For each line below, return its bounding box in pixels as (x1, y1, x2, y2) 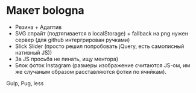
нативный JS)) (14, 49, 52, 56)
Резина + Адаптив (14, 23, 62, 31)
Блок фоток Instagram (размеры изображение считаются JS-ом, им (14, 61, 191, 69)
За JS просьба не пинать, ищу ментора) (14, 55, 119, 62)
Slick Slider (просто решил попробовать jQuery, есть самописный (14, 43, 185, 50)
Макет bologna (6, 4, 84, 17)
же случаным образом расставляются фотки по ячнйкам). (14, 68, 167, 75)
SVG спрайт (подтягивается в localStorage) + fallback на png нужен (14, 29, 189, 37)
